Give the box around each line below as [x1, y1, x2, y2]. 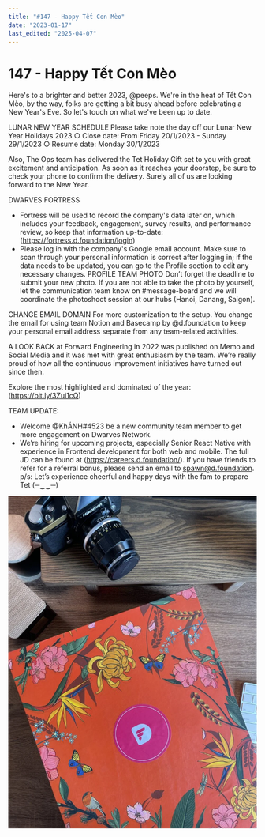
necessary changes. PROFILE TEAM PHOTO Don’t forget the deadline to [19, 270, 255, 279]
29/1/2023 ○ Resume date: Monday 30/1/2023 [8, 139, 160, 149]
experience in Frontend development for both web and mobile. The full [19, 447, 250, 456]
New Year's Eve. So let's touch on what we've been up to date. [8, 107, 213, 117]
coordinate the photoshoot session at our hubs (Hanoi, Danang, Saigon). [19, 295, 256, 304]
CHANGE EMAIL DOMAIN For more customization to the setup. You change [8, 310, 253, 319]
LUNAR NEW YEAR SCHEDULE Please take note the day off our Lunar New [8, 123, 252, 132]
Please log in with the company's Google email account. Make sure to [19, 244, 247, 254]
